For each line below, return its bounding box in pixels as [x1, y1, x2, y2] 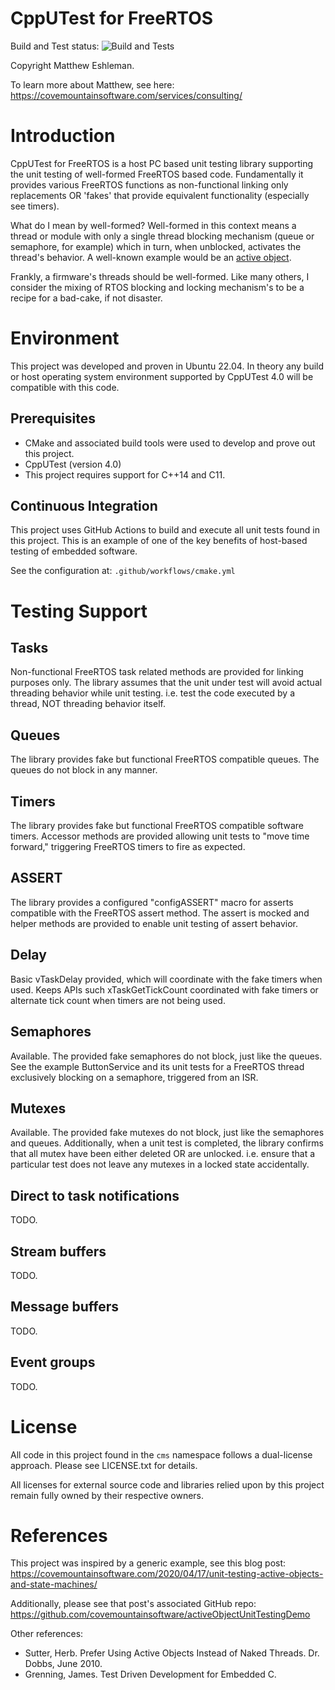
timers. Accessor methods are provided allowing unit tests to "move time [10, 830, 310, 842]
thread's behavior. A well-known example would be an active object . [10, 251, 292, 263]
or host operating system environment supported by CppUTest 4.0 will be [10, 370, 314, 382]
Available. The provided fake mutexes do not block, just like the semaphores [10, 1127, 325, 1139]
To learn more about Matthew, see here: [10, 78, 175, 91]
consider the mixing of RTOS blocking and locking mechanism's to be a [10, 281, 305, 293]
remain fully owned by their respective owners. [10, 1489, 205, 1501]
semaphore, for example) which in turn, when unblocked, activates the [10, 240, 302, 252]
